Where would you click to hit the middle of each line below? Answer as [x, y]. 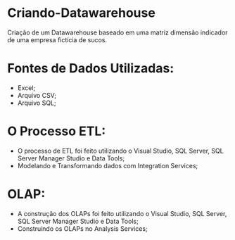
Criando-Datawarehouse [82, 13]
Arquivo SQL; [37, 103]
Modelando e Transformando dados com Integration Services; [108, 165]
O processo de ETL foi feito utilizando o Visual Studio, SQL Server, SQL [120, 151]
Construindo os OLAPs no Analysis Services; [82, 228]
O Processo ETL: [57, 131]
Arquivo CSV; [37, 95]
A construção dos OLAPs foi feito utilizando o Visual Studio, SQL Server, [122, 213]
